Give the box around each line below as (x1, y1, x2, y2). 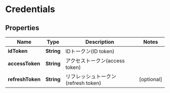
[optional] (139, 76, 162, 82)
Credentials (5, 4, 56, 15)
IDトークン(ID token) (65, 48, 115, 55)
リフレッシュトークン (65, 73, 116, 80)
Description (85, 39, 114, 45)
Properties (5, 24, 39, 32)
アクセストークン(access (65, 57, 125, 64)
